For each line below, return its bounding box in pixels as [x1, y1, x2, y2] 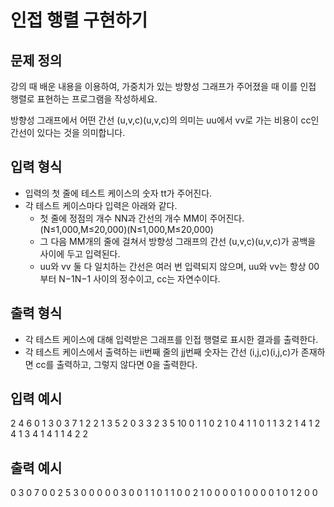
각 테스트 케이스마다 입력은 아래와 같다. [24, 199, 178, 211]
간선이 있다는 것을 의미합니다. [10, 127, 126, 138]
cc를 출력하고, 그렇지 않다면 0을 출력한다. [35, 358, 198, 370]
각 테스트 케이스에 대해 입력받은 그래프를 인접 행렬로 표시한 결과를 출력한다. [24, 333, 319, 345]
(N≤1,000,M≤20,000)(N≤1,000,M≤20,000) [39, 223, 214, 235]
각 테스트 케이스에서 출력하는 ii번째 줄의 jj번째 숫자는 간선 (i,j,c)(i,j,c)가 [24, 346, 299, 358]
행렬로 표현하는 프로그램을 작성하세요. [10, 93, 158, 105]
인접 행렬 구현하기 [10, 9, 148, 32]
